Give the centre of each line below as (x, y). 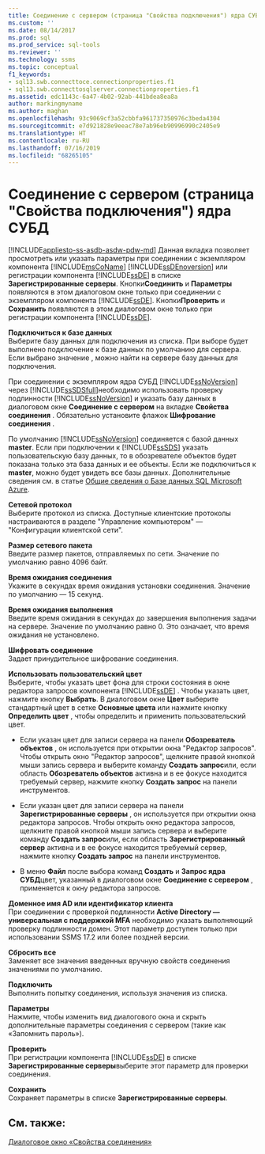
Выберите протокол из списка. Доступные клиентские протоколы (119, 513)
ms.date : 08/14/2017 (42, 30)
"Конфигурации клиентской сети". (66, 530)
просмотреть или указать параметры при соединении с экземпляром (127, 259)
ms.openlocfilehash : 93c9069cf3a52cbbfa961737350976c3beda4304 (114, 119)
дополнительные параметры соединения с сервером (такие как (117, 1025)
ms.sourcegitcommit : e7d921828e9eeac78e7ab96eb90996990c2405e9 (114, 126)
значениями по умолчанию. (55, 970)
